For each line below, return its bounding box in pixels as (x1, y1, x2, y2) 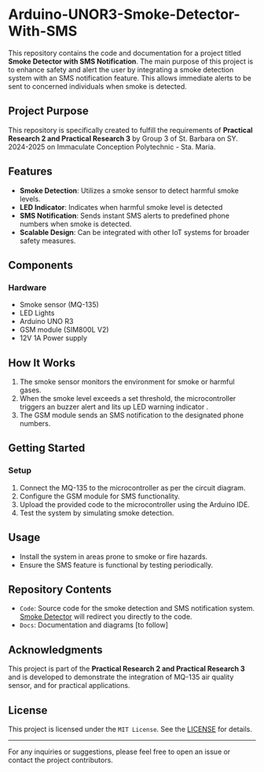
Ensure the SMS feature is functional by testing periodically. (19, 560, 214, 569)
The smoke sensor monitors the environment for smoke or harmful (19, 377, 235, 387)
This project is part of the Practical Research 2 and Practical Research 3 (8, 664, 245, 674)
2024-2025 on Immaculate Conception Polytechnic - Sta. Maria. (8, 142, 216, 151)
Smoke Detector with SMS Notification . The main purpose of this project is (8, 57, 254, 66)
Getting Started (8, 442, 86, 455)
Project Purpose (8, 105, 89, 118)
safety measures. (19, 236, 76, 245)
